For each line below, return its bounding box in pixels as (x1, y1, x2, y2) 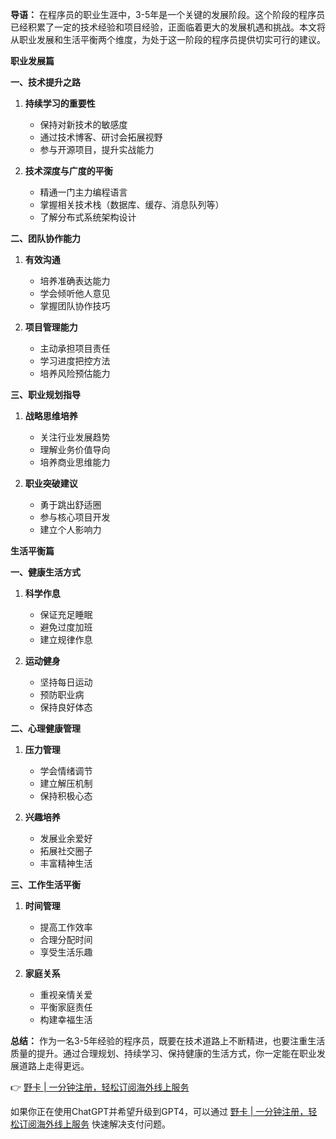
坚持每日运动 (39, 676, 93, 688)
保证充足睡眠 (39, 609, 93, 620)
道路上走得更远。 (18, 1060, 90, 1072)
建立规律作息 (39, 634, 93, 645)
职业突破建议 (24, 478, 78, 489)
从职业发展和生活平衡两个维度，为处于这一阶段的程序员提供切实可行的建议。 (10, 34, 326, 45)
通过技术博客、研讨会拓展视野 (39, 131, 163, 143)
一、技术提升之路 (10, 76, 81, 88)
